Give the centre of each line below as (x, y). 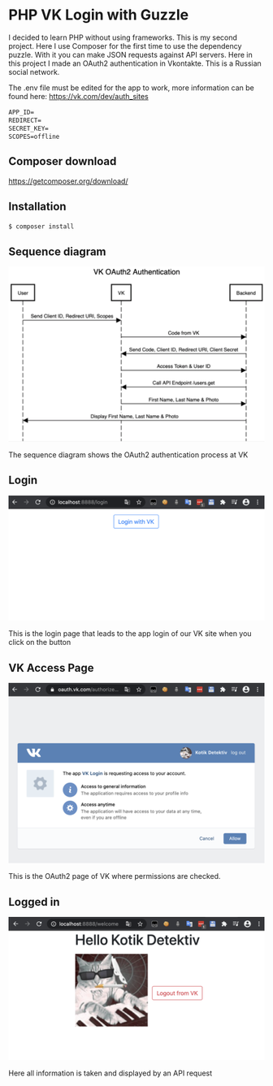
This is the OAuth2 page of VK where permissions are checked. (115, 876)
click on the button (40, 643)
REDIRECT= (25, 120)
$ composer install (41, 226)
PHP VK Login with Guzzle (99, 15)
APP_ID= (22, 112)
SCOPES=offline (34, 136)
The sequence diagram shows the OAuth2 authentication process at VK (128, 454)
